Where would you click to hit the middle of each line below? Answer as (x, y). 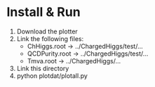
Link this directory (43, 68)
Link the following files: (50, 38)
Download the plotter (47, 31)
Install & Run (44, 12)
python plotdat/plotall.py (52, 76)
